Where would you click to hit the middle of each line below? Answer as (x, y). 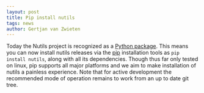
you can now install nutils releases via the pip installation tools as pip (93, 53)
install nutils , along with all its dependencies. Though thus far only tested (102, 59)
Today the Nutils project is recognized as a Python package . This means (97, 46)
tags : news (20, 23)
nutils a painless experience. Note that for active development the (89, 72)
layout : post (23, 12)
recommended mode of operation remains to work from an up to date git (98, 78)
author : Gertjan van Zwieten (43, 29)
